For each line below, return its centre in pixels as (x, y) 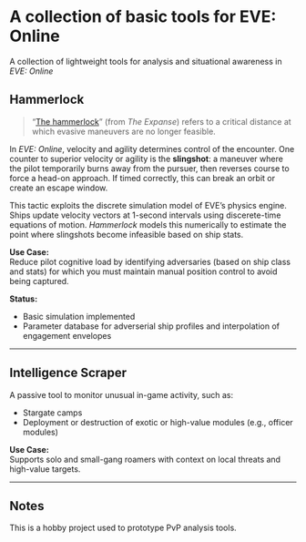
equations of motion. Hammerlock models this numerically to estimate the (148, 224)
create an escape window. (59, 188)
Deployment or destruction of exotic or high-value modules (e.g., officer (158, 422)
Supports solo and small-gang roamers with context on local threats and (145, 459)
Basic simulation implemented (79, 316)
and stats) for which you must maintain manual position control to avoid (143, 271)
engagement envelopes (67, 335)
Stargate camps (52, 413)
